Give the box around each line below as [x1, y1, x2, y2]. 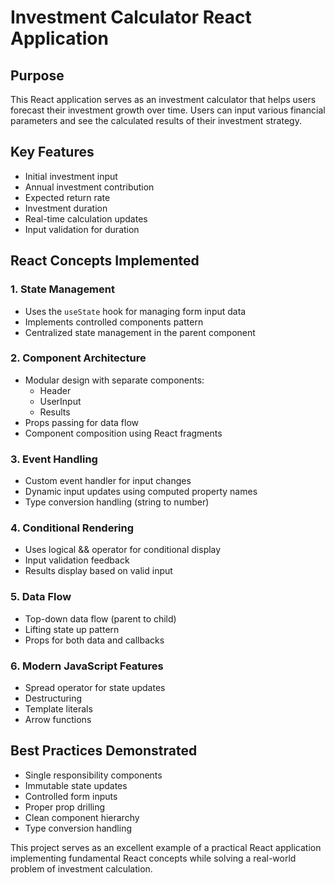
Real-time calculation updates [24, 212, 148, 225]
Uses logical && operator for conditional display [24, 544, 222, 556]
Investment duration [24, 202, 108, 214]
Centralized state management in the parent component [24, 326, 256, 338]
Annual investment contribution [24, 181, 155, 193]
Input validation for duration [24, 223, 140, 235]
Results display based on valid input [24, 565, 173, 577]
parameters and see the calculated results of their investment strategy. [10, 115, 302, 126]
